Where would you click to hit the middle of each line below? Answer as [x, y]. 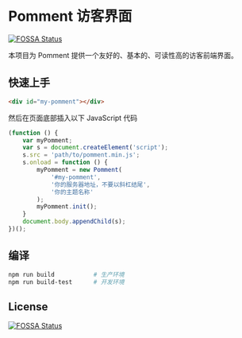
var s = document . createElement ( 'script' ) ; [96, 148]
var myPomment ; [48, 140]
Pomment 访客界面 [70, 16]
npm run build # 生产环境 [66, 274]
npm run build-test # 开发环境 [66, 282]
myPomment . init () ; [67, 207]
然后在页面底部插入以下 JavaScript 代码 [73, 118]
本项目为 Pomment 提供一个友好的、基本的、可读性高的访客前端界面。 [123, 55]
